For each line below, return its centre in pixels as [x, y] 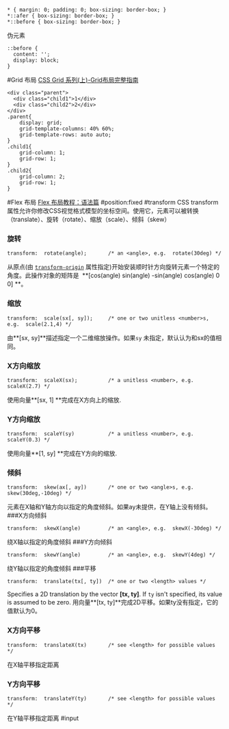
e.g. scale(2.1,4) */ [39, 324]
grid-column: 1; [43, 153]
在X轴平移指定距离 [33, 665]
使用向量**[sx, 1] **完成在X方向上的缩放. [64, 400]
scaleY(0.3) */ [29, 440]
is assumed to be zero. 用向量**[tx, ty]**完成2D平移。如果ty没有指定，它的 [113, 602]
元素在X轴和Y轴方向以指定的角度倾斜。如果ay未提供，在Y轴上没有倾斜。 [109, 507]
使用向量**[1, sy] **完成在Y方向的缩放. [62, 453]
